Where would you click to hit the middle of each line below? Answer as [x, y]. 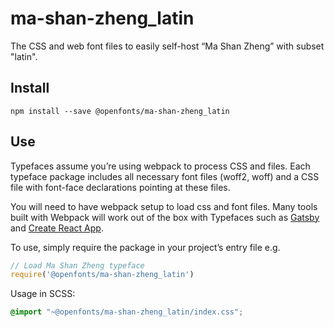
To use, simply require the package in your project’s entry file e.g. [145, 247]
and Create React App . [57, 228]
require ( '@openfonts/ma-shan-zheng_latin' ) [102, 275]
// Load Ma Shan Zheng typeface [77, 265]
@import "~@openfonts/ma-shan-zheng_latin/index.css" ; [127, 312]
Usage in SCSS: [43, 294]
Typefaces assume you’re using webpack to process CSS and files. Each [160, 166]
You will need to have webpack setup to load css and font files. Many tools [164, 206]
